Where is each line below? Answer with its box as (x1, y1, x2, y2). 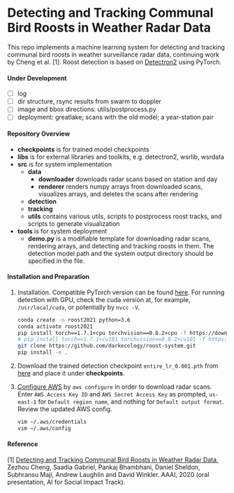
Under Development (7, 73, 67, 82)
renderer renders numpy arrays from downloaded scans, (38, 182, 203, 190)
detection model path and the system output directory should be (27, 249, 214, 257)
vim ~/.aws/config (17, 424, 71, 431)
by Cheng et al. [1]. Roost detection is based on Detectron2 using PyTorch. (7, 57, 222, 66)
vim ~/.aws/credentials (17, 418, 87, 426)
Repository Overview (7, 129, 71, 138)
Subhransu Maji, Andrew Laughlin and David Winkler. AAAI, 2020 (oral (7, 471, 210, 478)
